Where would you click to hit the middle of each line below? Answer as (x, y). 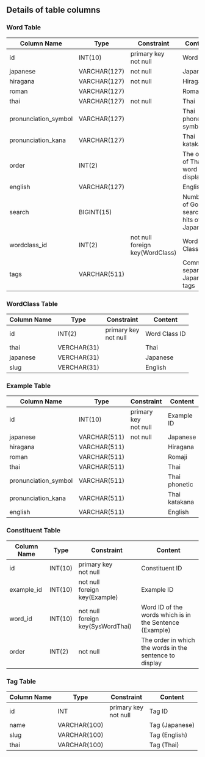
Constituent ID (162, 568)
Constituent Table (34, 531)
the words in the (164, 647)
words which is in (166, 614)
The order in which (168, 640)
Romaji (178, 457)
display (151, 663)
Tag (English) (168, 735)
